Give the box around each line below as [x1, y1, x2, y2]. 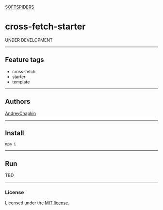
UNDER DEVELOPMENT [5, 37, 53, 43]
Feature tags [5, 56, 44, 64]
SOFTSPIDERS [5, 4, 34, 10]
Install [5, 129, 24, 137]
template [12, 79, 30, 84]
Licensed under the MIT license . [5, 200, 69, 206]
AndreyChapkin [5, 110, 36, 116]
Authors [5, 97, 31, 106]
